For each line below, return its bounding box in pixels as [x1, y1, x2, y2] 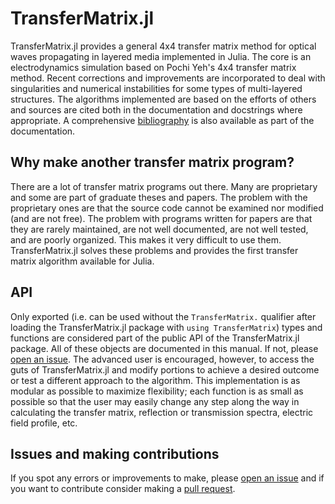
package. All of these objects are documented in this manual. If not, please [10, 342, 319, 354]
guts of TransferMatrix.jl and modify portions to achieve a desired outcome [10, 363, 320, 376]
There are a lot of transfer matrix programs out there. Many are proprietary [10, 180, 318, 192]
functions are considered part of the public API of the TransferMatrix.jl [10, 332, 300, 344]
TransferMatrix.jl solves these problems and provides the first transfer [10, 244, 299, 256]
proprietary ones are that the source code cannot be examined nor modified [10, 202, 324, 214]
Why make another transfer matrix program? [10, 154, 295, 171]
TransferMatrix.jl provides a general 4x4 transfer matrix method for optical [10, 40, 317, 52]
